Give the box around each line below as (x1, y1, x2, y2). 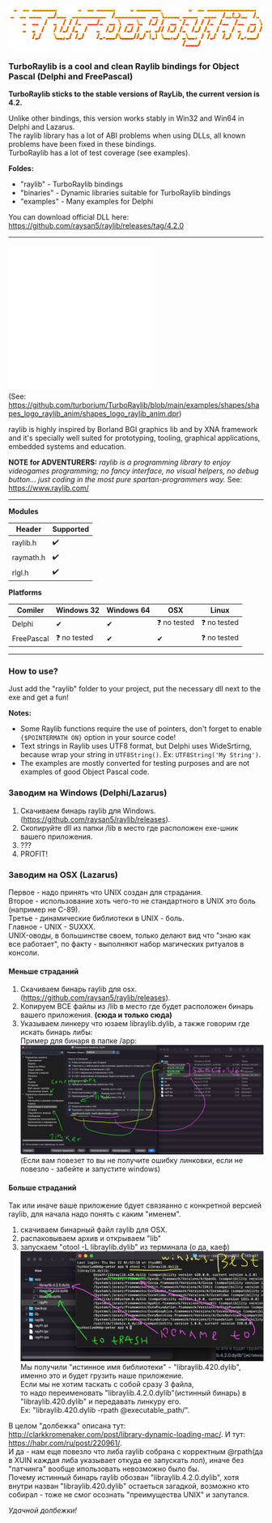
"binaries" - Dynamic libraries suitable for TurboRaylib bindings (19, 187, 232, 197)
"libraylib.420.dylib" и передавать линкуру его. (19, 1397, 181, 1406)
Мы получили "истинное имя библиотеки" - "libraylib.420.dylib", (19, 1362, 241, 1371)
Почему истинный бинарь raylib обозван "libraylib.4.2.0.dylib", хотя (8, 1472, 240, 1482)
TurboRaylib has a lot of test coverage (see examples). (8, 148, 190, 157)
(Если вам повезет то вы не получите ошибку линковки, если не (19, 1155, 244, 1165)
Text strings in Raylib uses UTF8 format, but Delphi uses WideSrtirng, (19, 741, 253, 751)
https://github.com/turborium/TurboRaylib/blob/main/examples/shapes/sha (8, 400, 260, 409)
